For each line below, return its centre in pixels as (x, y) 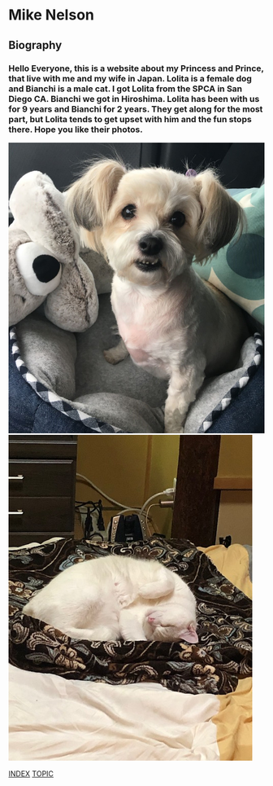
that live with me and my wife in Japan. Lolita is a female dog (130, 78)
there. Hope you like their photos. (76, 130)
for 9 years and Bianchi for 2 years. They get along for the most (136, 109)
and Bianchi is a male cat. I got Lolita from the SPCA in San (126, 89)
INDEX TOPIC (31, 773)
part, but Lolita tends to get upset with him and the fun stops (130, 119)
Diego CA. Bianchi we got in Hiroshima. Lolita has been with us (134, 99)
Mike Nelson (52, 15)
